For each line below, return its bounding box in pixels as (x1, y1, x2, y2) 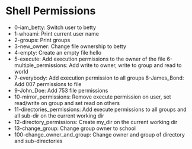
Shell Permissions (5, 4, 96, 18)
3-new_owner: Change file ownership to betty (14, 43, 127, 50)
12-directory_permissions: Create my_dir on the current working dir (14, 118, 178, 125)
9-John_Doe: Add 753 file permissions (14, 87, 108, 94)
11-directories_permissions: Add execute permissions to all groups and (14, 106, 187, 113)
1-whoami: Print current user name (14, 30, 99, 37)
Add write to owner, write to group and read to (68, 61, 182, 69)
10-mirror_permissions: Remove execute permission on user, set (14, 93, 171, 100)
